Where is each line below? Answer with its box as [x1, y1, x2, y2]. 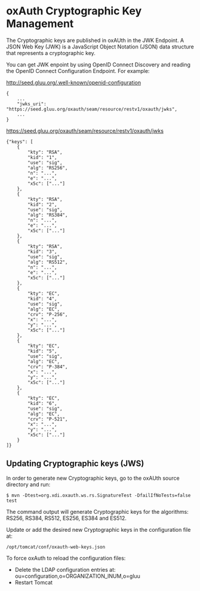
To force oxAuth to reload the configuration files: [6, 555, 126, 562]
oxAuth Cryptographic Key [6, 4, 142, 18]
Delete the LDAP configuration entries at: [14, 566, 116, 573]
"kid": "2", [27, 202, 58, 208]
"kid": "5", [27, 348, 58, 354]
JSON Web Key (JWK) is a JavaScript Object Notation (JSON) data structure [6, 43, 194, 50]
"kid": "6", [27, 400, 58, 406]
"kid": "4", [27, 295, 58, 301]
